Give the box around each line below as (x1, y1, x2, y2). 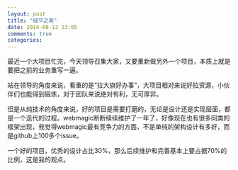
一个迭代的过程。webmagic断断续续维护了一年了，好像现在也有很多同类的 (13, 114, 230, 123)
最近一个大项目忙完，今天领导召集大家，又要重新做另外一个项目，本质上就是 (7, 57, 231, 66)
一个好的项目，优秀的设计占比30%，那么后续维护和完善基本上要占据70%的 (7, 147, 227, 155)
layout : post (7, 10, 46, 18)
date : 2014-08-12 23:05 (7, 23, 78, 30)
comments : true (7, 30, 52, 38)
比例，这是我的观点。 (7, 155, 69, 164)
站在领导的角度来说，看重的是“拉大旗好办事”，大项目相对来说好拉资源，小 (7, 81, 225, 89)
